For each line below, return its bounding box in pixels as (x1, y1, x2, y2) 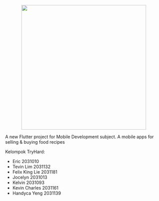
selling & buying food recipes (5, 139, 65, 145)
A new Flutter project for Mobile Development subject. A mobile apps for (5, 134, 154, 140)
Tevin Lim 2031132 (12, 164, 51, 170)
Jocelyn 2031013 (12, 175, 47, 180)
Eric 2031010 (12, 159, 39, 164)
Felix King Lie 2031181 (12, 169, 58, 175)
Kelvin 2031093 (12, 180, 45, 186)
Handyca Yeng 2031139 (12, 190, 61, 196)
